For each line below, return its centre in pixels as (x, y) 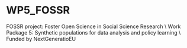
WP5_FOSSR (38, 10)
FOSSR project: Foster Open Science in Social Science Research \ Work (93, 26)
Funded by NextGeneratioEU (41, 39)
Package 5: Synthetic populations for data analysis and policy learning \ (93, 32)
